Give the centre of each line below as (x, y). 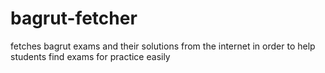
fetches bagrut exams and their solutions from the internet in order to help (163, 46)
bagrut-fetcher (74, 18)
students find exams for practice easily (90, 56)
